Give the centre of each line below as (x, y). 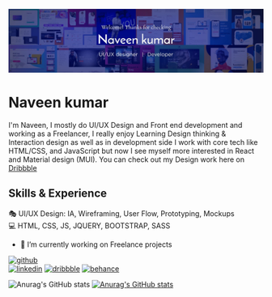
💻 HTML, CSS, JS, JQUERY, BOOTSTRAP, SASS (89, 225)
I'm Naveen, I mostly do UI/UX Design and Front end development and (125, 125)
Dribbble (23, 168)
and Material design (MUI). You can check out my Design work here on (127, 159)
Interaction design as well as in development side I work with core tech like (133, 142)
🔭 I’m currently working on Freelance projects (96, 244)
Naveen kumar (59, 103)
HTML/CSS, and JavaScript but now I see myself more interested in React (132, 151)
